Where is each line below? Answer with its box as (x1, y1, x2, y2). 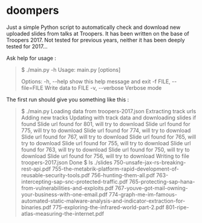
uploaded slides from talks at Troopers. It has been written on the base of (6, 30, 189, 37)
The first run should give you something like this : (6, 96, 129, 103)
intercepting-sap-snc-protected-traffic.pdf (21, 178, 128, 185)
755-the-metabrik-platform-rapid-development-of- (52, 165, 180, 172)
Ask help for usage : (6, 54, 56, 61)
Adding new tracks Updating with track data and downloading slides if (21, 114, 197, 121)
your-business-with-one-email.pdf (21, 190, 108, 198)
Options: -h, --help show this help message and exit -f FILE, (21, 78, 171, 85)
